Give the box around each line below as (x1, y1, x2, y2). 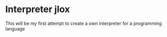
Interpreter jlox (5, 4, 70, 15)
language (5, 25, 25, 31)
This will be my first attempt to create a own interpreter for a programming (5, 20, 162, 26)
